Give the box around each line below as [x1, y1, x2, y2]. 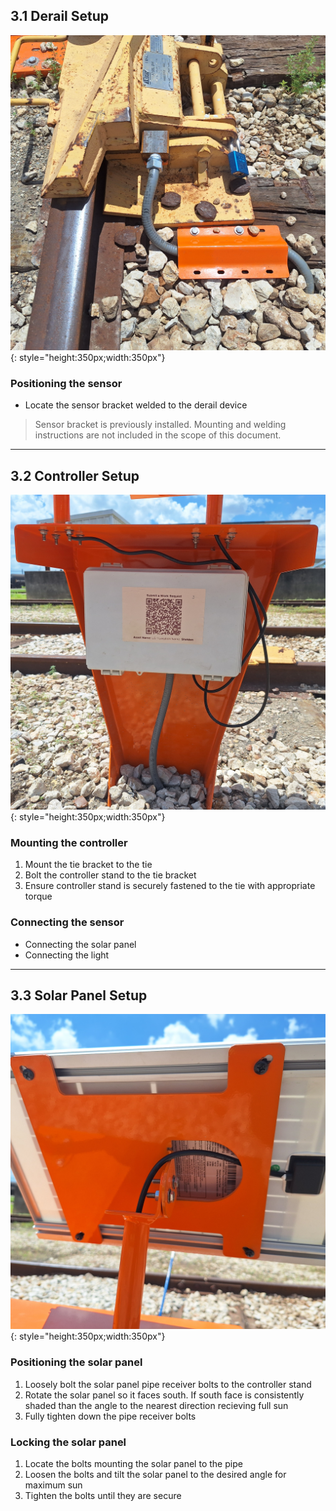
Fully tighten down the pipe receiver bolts [24, 1410, 197, 1422]
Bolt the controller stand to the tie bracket [24, 869, 197, 881]
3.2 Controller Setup [10, 467, 140, 484]
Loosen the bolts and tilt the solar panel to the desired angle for [24, 1468, 287, 1480]
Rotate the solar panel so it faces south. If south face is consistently [24, 1389, 305, 1401]
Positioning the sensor [10, 376, 123, 390]
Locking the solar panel [10, 1435, 127, 1449]
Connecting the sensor [10, 915, 125, 929]
